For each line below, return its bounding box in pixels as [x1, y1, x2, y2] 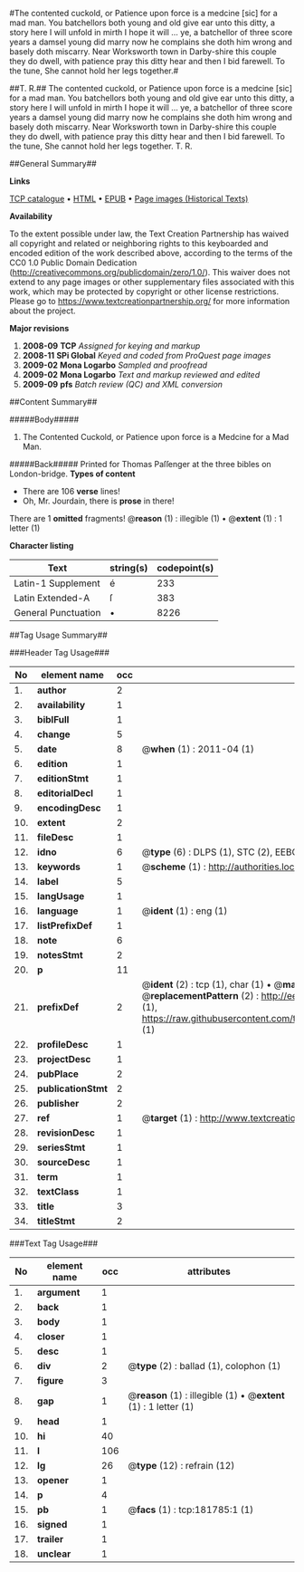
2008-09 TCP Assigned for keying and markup [22, 340, 201, 351]
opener [37, 1474, 70, 1486]
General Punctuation [14, 607, 101, 618]
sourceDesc [37, 1156, 90, 1168]
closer [37, 1330, 65, 1343]
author [37, 684, 67, 696]
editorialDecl [37, 787, 93, 800]
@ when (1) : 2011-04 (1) [141, 743, 255, 755]
